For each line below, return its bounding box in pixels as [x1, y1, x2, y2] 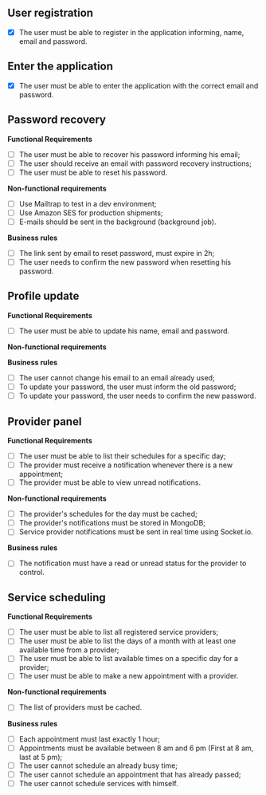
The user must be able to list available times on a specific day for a [18, 654, 239, 663]
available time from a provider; [18, 645, 119, 655]
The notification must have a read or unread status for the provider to [18, 558, 247, 569]
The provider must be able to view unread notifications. [18, 478, 201, 487]
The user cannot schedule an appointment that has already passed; [18, 769, 241, 779]
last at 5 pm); [18, 752, 63, 762]
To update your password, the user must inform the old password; [18, 382, 237, 392]
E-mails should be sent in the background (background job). [18, 217, 217, 226]
